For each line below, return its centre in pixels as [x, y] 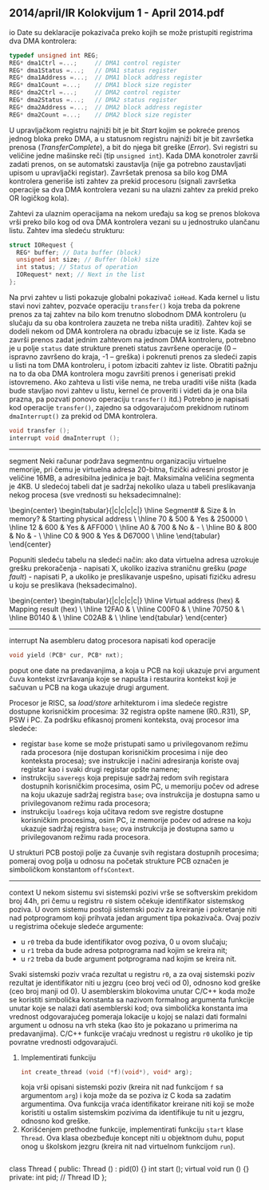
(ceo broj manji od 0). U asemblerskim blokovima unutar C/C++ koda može [132, 991]
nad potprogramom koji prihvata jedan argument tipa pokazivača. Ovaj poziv [135, 918]
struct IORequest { [42, 245]
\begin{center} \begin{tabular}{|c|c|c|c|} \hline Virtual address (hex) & [125, 600]
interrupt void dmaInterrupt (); [65, 438]
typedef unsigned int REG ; [54, 55]
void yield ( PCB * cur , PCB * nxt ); [67, 655]
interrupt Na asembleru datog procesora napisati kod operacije [113, 640]
